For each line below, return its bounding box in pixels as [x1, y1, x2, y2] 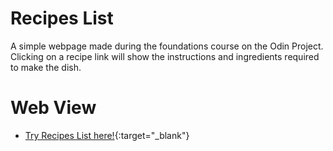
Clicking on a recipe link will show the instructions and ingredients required [10, 50, 320, 62]
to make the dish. [10, 61, 82, 73]
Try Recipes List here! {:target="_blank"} [24, 129, 190, 141]
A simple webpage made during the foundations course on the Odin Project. [10, 40, 324, 52]
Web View [10, 97, 97, 119]
